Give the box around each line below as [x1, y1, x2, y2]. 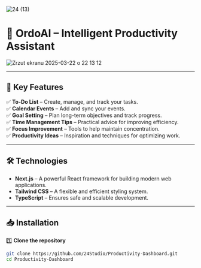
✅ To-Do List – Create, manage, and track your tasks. [6, 98, 139, 105]
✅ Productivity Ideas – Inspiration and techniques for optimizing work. [6, 132, 181, 139]
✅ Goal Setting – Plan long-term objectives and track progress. [6, 112, 163, 119]
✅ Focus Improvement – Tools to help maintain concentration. [6, 125, 160, 132]
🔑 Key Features [6, 82, 64, 92]
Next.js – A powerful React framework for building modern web [14, 174, 172, 182]
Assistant [6, 40, 55, 53]
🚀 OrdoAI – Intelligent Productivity [6, 27, 178, 40]
